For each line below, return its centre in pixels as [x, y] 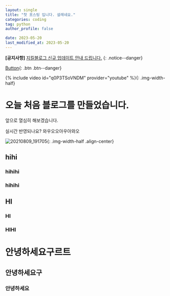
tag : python [18, 24]
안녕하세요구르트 [38, 252]
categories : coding [26, 19]
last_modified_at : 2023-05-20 [37, 43]
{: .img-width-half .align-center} [80, 141]
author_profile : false [29, 29]
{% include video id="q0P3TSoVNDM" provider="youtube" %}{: [72, 78]
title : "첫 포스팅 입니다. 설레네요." [40, 15]
